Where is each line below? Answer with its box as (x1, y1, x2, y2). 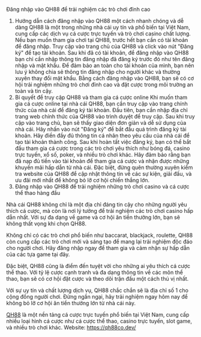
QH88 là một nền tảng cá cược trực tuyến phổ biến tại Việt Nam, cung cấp (6, 311, 190, 318)
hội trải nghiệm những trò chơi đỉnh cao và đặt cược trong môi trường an (14, 81, 194, 88)
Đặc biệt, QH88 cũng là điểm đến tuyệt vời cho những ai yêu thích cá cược (6, 263, 191, 269)
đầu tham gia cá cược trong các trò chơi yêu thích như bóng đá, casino (14, 145, 190, 152)
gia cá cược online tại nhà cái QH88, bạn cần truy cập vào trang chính (14, 100, 188, 107)
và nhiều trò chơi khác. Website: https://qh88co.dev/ (6, 324, 136, 331)
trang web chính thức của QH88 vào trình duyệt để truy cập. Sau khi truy (14, 113, 195, 120)
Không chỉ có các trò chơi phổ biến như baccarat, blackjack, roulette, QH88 (6, 231, 193, 239)
